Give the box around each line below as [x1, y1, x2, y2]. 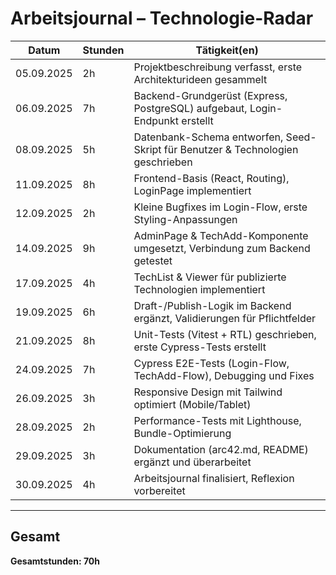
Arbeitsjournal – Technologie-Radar [10, 7, 314, 30]
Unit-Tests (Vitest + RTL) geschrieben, [133, 327, 317, 341]
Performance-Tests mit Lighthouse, [133, 413, 302, 427]
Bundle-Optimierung [133, 426, 232, 440]
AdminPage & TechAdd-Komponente [133, 228, 309, 242]
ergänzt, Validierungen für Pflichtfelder [133, 311, 317, 325]
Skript [133, 142, 162, 156]
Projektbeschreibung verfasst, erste [133, 60, 303, 74]
